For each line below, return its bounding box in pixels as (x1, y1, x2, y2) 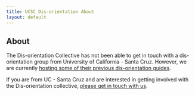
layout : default (6, 14, 47, 20)
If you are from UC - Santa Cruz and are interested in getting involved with (6, 76, 189, 83)
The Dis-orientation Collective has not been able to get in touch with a (6, 52, 178, 59)
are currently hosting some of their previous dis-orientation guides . (6, 65, 171, 72)
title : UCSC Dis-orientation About (6, 8, 95, 15)
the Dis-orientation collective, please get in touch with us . (6, 83, 148, 90)
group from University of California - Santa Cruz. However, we (33, 58, 187, 65)
